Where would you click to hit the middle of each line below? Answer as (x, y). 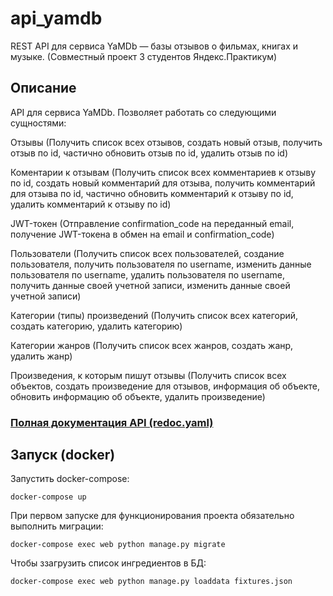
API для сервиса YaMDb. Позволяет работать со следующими (143, 112)
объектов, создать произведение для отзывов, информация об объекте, (165, 386)
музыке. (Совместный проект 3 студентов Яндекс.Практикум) (144, 56)
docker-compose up (48, 497)
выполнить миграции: (57, 526)
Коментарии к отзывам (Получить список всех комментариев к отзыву (163, 172)
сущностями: (38, 123)
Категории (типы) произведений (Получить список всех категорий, (154, 315)
